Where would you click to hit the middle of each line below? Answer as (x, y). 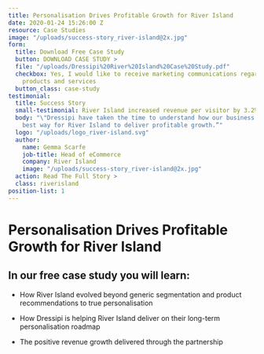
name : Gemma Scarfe (54, 147)
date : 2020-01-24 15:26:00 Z (56, 23)
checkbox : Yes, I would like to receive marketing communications (126, 74)
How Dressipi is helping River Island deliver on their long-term (120, 318)
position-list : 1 (37, 191)
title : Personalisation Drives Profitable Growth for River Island (121, 15)
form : (17, 45)
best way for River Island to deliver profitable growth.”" (123, 125)
